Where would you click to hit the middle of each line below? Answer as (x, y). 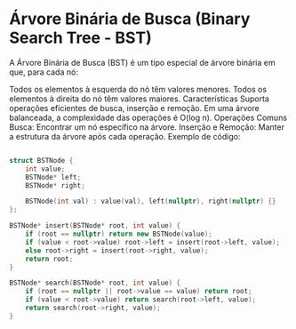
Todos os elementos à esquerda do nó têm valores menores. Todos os (138, 89)
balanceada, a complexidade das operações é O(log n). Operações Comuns (148, 117)
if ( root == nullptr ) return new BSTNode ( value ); (119, 234)
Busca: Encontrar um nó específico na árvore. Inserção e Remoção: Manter (147, 127)
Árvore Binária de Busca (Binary (130, 19)
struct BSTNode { (41, 160)
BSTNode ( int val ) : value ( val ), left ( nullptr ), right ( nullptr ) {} (151, 201)
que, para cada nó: (44, 72)
